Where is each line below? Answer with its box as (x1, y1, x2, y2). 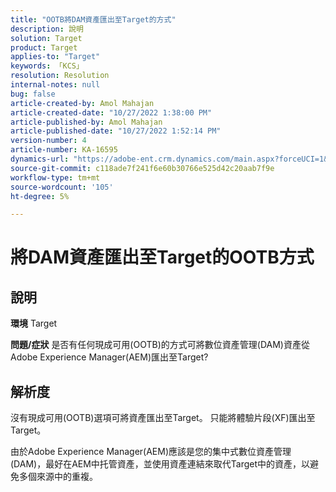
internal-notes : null (10, 80, 101, 90)
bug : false (10, 89, 56, 99)
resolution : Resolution (10, 71, 110, 81)
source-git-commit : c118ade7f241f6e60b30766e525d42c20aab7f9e (10, 163, 275, 173)
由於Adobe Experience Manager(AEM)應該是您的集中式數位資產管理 (10, 446, 292, 458)
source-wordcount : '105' (10, 182, 114, 192)
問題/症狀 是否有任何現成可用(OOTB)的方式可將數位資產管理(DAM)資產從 (10, 339, 310, 351)
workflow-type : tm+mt (10, 172, 101, 183)
